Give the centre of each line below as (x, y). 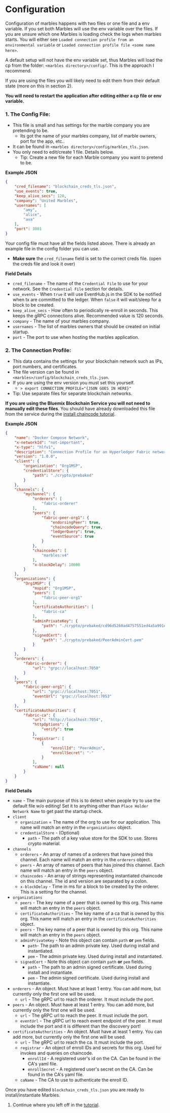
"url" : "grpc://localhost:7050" (66, 668)
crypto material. (44, 843)
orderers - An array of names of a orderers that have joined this (87, 854)
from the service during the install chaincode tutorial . (60, 414)
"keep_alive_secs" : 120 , (40, 196)
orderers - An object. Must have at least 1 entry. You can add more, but (87, 988)
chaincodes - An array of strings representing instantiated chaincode (91, 875)
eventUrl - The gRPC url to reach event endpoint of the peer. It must (91, 1020)
